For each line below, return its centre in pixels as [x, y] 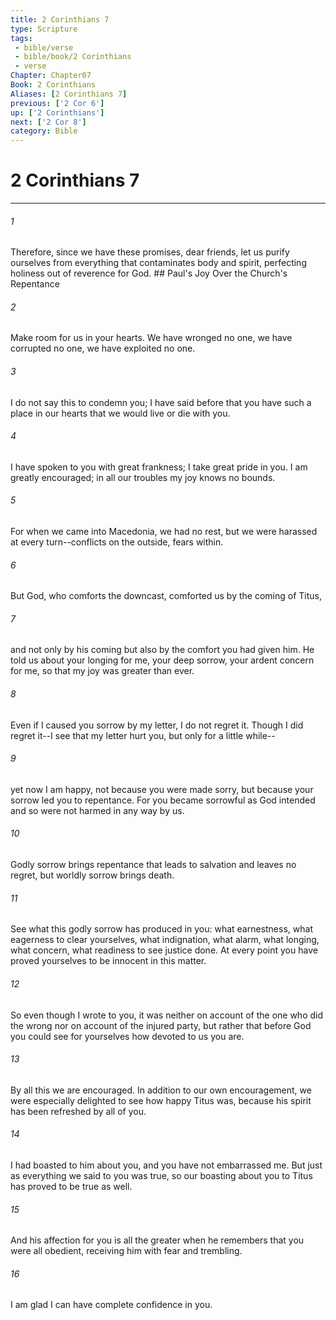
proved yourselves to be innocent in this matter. [108, 961]
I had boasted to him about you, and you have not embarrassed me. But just [166, 1165]
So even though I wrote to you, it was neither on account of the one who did [167, 1015]
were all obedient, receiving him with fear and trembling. [126, 1251]
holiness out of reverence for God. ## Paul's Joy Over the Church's [149, 273]
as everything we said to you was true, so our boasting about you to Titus [161, 1175]
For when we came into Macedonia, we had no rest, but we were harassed [164, 532]
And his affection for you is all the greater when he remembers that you [157, 1240]
